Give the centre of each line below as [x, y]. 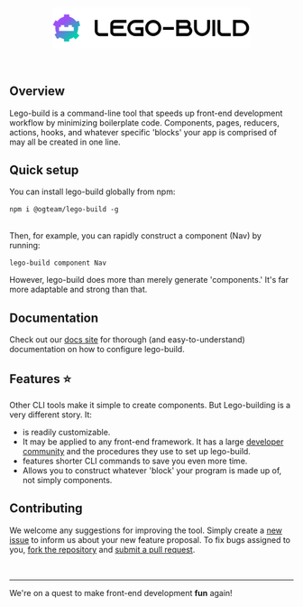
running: [25, 246]
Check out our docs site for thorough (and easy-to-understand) [127, 340]
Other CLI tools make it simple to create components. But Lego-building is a [150, 406]
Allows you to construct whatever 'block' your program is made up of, [152, 471]
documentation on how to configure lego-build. [97, 350]
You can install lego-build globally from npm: [92, 191]
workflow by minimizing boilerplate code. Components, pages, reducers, [144, 122]
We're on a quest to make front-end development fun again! [121, 593]
